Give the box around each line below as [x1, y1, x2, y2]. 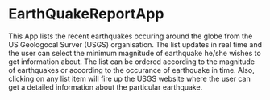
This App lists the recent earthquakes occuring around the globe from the [8, 31, 253, 41]
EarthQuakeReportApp [8, 5, 164, 23]
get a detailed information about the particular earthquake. [8, 82, 203, 92]
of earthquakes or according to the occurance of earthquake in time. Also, [8, 65, 255, 74]
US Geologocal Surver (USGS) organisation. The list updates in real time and [8, 39, 263, 49]
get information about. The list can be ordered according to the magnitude [8, 57, 255, 66]
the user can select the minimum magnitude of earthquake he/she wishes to [8, 48, 262, 58]
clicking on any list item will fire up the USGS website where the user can [8, 74, 251, 83]
